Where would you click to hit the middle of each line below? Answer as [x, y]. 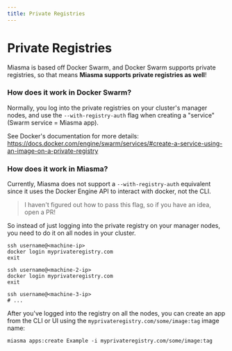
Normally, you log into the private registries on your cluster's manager [107, 108]
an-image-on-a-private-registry [53, 151]
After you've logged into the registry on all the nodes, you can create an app [116, 313]
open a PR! [40, 212]
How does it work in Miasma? [58, 169]
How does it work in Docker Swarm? [69, 92]
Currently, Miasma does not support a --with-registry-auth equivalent [109, 184]
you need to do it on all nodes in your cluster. [72, 233]
